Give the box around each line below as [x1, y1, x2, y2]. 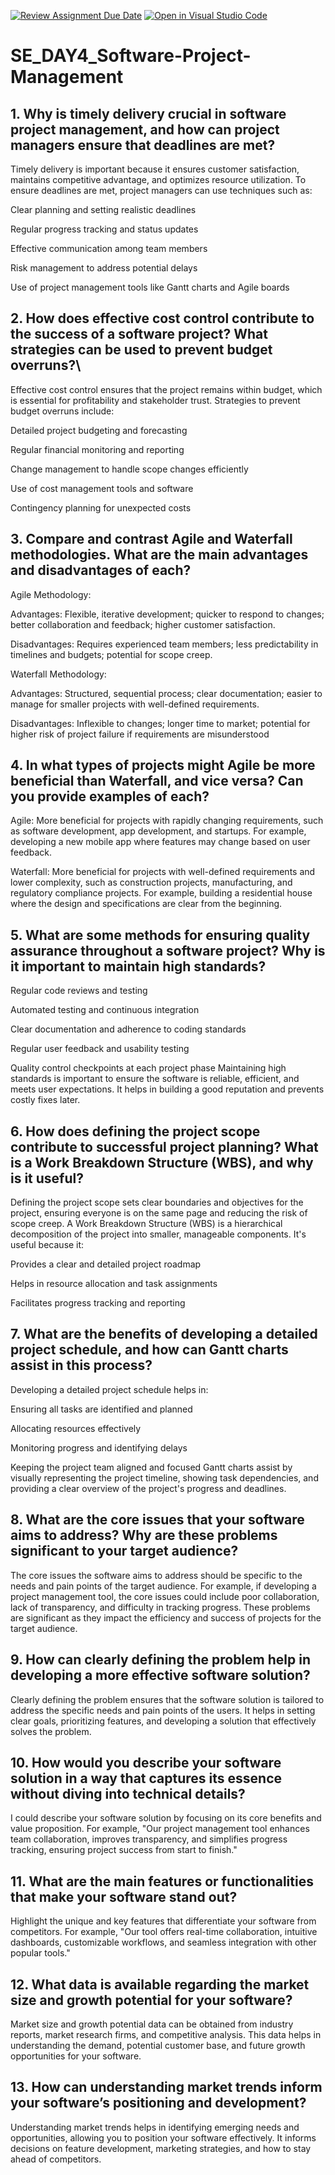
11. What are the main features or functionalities [10, 1873, 314, 1890]
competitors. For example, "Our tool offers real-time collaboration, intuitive [10, 1926, 318, 1938]
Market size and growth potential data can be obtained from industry [10, 2018, 294, 2030]
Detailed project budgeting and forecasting [10, 424, 188, 436]
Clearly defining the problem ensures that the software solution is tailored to [10, 1693, 325, 1705]
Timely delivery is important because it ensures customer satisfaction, [10, 163, 300, 175]
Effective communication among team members [10, 243, 208, 254]
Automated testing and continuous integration [10, 1004, 200, 1016]
